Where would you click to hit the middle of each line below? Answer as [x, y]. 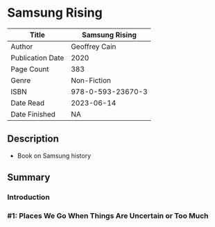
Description [33, 139]
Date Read [28, 103]
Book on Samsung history [54, 155]
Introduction [28, 197]
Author [22, 47]
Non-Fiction [91, 80]
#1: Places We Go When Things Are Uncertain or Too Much [108, 215]
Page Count [30, 69]
